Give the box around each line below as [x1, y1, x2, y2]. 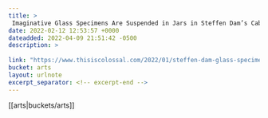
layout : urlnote [8, 71, 62, 79]
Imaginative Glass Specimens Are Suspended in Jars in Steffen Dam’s [11, 19, 248, 27]
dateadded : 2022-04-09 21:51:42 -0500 [8, 33, 137, 42]
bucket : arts [8, 64, 52, 72]
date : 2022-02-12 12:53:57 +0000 [8, 26, 120, 34]
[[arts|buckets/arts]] [8, 100, 75, 110]
